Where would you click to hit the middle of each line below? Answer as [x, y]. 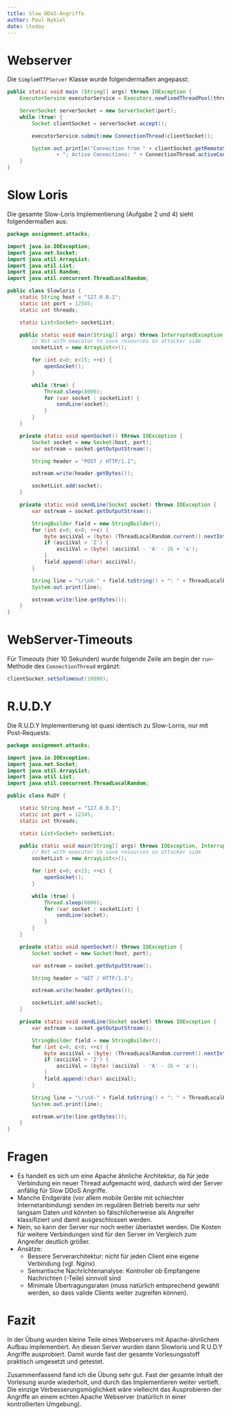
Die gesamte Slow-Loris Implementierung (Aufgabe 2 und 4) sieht [100, 214]
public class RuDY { [37, 796]
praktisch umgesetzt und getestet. [56, 1361]
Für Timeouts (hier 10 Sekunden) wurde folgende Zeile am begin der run [109, 659]
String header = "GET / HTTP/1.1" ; [83, 978]
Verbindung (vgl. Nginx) [61, 1264]
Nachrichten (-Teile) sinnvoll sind [74, 1278]
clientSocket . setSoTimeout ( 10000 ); [58, 679]
